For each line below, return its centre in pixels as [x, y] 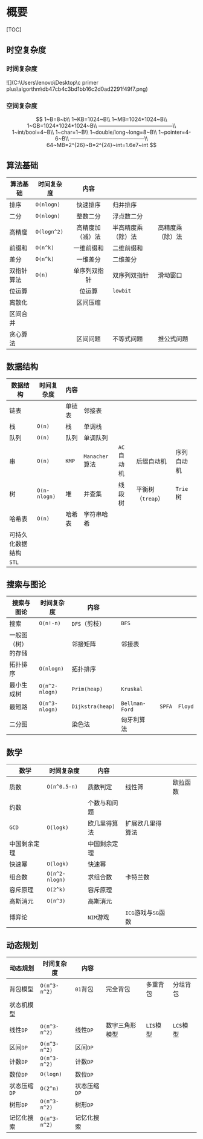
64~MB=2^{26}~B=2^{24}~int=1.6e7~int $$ [101, 145]
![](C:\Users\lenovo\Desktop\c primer [52, 82]
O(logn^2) [49, 231]
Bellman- [133, 704]
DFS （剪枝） [89, 624]
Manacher [96, 456]
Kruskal [132, 689]
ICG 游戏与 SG [142, 913]
